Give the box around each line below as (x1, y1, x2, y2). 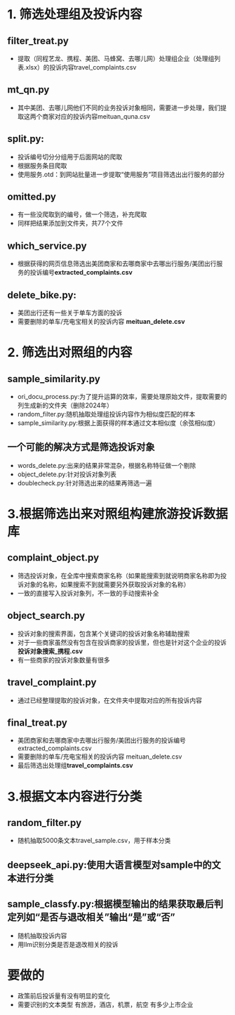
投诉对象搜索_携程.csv (17, 647, 83, 655)
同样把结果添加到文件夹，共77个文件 (17, 219, 123, 228)
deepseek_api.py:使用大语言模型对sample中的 (7, 858, 212, 871)
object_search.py (7, 610, 86, 622)
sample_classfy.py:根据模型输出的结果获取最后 (7, 898, 215, 910)
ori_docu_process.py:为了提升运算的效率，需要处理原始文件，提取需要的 (17, 393, 227, 401)
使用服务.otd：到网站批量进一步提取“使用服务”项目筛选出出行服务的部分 (17, 170, 225, 178)
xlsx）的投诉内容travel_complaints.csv (25, 63, 137, 71)
